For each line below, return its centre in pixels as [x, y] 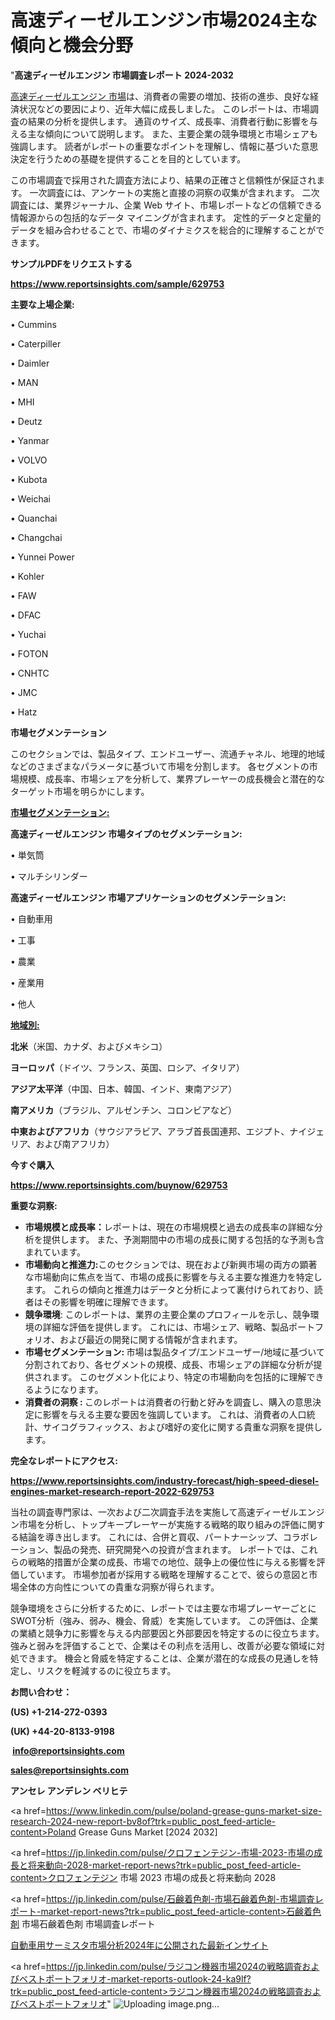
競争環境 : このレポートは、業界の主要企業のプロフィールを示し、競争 [167, 1314]
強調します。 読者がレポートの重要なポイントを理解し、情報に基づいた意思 [164, 146]
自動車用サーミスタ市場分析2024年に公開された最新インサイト [139, 1945]
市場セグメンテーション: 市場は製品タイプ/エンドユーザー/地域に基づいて [174, 1352]
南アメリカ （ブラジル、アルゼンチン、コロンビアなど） [124, 1110]
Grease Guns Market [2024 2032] [148, 1832]
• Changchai [36, 537]
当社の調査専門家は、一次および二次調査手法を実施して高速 [133, 1512]
